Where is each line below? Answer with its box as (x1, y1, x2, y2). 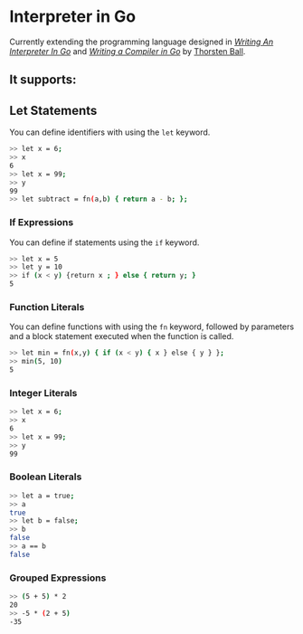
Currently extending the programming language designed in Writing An (9, 36, 274, 47)
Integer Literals (9, 386, 78, 399)
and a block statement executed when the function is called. (9, 331, 234, 342)
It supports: (9, 72, 77, 88)
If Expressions (9, 216, 74, 229)
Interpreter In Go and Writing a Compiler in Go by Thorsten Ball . (9, 45, 246, 56)
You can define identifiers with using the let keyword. (9, 127, 211, 137)
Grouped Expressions (9, 572, 107, 584)
